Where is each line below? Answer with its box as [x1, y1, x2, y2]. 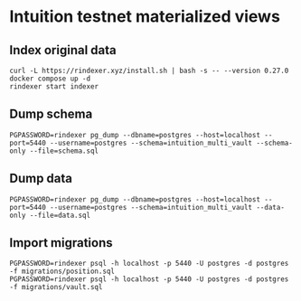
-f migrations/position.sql [9, 267, 116, 277]
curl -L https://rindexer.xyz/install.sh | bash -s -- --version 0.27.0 [9, 66, 289, 75]
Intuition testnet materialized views [9, 6, 280, 27]
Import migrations [9, 235, 113, 250]
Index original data [9, 42, 117, 58]
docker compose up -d [9, 74, 91, 83]
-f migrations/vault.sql [9, 283, 103, 292]
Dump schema [9, 107, 93, 122]
